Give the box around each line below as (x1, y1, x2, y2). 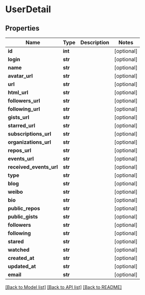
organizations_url (8, 139, 51, 146)
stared (8, 238, 24, 245)
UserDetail (5, 4, 51, 15)
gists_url (8, 114, 30, 121)
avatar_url (8, 72, 33, 79)
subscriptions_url (8, 130, 51, 137)
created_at (8, 255, 35, 261)
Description (80, 39, 109, 46)
